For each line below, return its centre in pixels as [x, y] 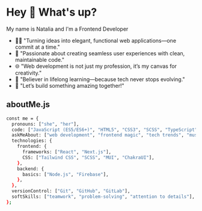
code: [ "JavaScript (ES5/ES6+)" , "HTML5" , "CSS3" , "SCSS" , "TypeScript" [105, 130]
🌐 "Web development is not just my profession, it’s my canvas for [96, 66]
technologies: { [32, 141]
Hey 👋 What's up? [52, 12]
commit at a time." [37, 47]
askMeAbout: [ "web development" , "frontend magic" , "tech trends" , [98, 135]
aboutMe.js [28, 105]
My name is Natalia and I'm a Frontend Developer [67, 29]
